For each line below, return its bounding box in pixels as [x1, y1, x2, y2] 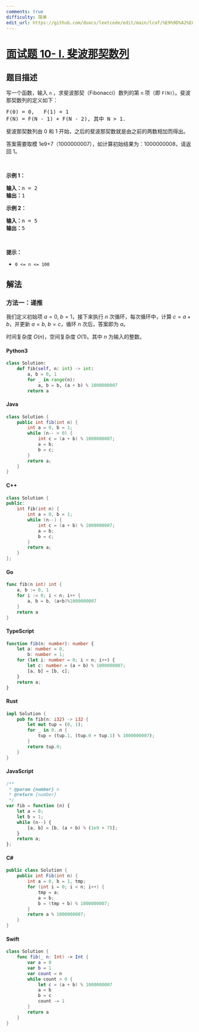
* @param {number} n [8, 786, 60, 792]
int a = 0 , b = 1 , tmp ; [27, 878, 86, 884]
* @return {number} [8, 792, 57, 798]
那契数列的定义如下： [6, 97, 58, 104]
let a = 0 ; [17, 808, 44, 814]
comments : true [6, 8, 44, 15]
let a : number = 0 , [17, 646, 65, 652]
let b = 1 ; [17, 814, 44, 820]
